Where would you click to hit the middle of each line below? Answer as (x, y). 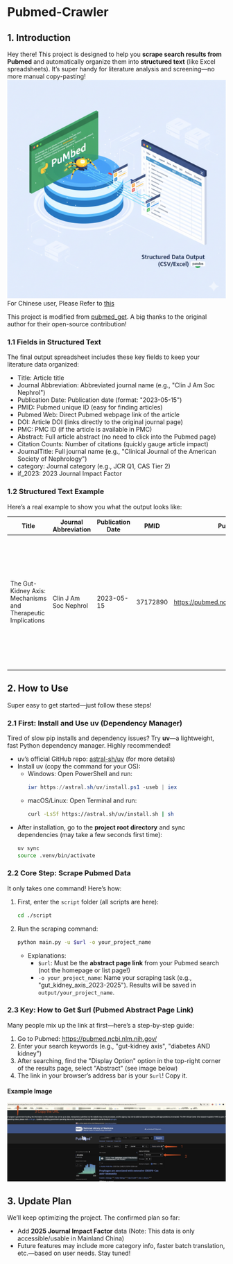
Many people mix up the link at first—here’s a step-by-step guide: (101, 1025)
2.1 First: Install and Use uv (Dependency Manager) (95, 723)
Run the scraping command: (58, 929)
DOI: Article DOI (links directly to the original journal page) (100, 422)
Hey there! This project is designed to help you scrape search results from (114, 54)
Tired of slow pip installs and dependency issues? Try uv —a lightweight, (111, 738)
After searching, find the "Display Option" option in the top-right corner (119, 1060)
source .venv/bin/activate (56, 855)
